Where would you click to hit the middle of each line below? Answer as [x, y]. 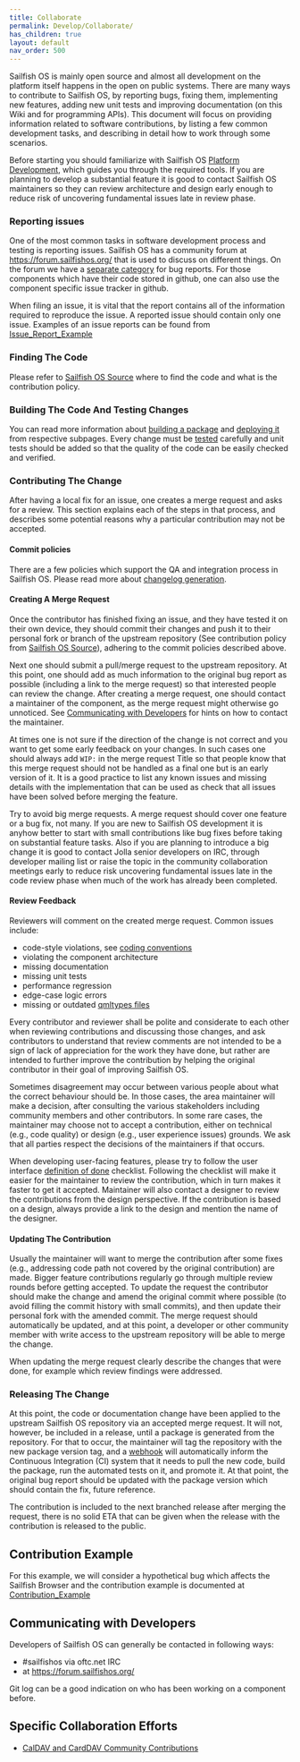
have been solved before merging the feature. [94, 796]
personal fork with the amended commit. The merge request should [133, 1315]
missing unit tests [54, 975]
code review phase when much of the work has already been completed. [144, 880]
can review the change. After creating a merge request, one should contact [147, 694]
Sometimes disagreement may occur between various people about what [144, 1086]
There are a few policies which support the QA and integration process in [144, 569]
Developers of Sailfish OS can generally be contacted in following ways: [142, 1645]
